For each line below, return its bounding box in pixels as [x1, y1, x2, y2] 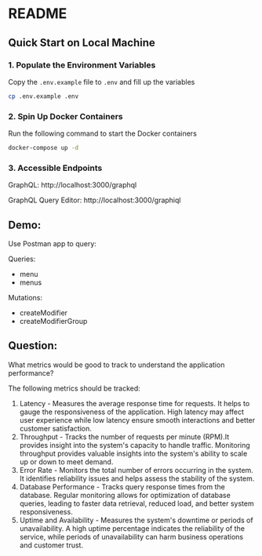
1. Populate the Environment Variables [8, 60, 156, 71]
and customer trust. [19, 540, 84, 550]
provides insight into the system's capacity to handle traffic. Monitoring [19, 440, 251, 449]
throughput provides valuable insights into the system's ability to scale [19, 449, 248, 458]
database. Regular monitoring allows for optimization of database [19, 490, 231, 500]
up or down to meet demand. [19, 456, 114, 467]
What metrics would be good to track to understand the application [8, 360, 225, 369]
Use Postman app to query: [8, 239, 96, 249]
